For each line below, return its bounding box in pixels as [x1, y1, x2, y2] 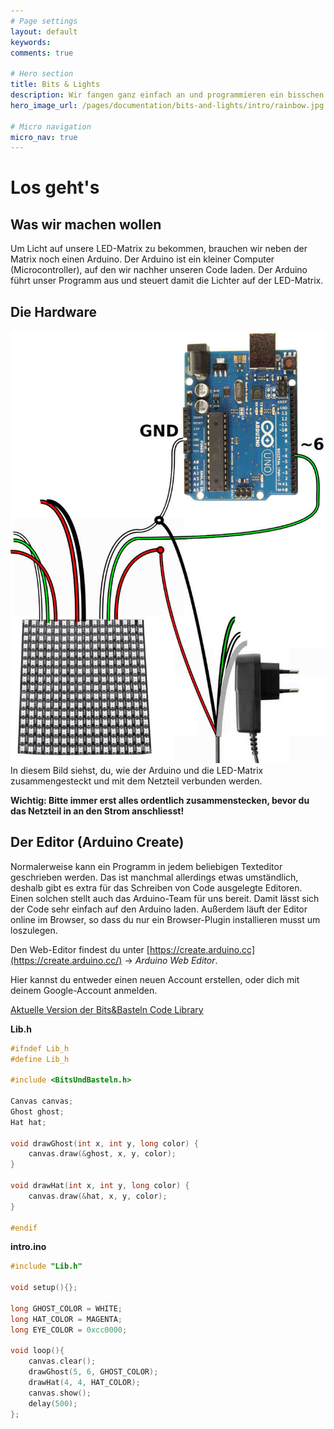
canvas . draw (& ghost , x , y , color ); [28, 1149, 177, 1159]
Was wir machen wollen [10, 216, 162, 233]
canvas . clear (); [28, 1356, 97, 1367]
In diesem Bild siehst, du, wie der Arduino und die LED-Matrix [10, 764, 264, 776]
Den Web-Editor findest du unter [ [10, 943, 150, 955]
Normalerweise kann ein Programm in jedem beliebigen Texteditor [10, 860, 283, 872]
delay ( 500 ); [28, 1398, 78, 1409]
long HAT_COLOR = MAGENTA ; [10, 1314, 123, 1324]
